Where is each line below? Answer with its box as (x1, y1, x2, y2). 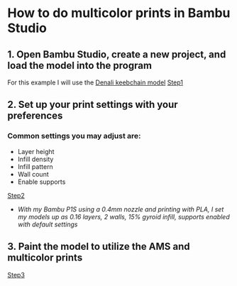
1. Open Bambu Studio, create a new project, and (7, 48, 226, 60)
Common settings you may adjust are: (7, 131, 141, 141)
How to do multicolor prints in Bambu (7, 5, 231, 21)
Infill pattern (17, 162, 53, 171)
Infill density (17, 155, 54, 163)
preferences (7, 110, 63, 122)
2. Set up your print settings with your (7, 99, 179, 111)
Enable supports (17, 177, 66, 186)
